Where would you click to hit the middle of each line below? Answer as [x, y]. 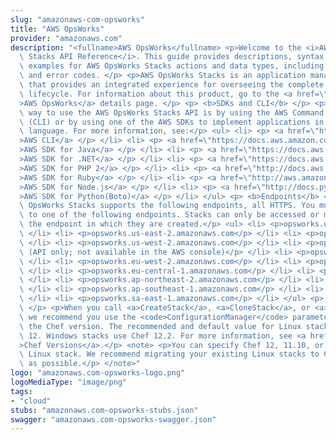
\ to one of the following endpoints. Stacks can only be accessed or [169, 215]
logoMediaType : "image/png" [69, 382]
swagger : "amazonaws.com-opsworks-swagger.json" [113, 419]
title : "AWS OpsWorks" [57, 29]
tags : [21, 391]
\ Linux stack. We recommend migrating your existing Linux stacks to [169, 354]
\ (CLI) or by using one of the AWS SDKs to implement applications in [172, 122]
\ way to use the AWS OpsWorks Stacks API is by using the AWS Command [172, 112]
